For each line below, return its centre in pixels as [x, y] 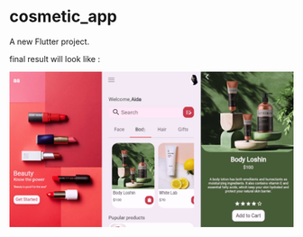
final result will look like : [55, 59]
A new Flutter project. [50, 41]
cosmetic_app [63, 17]
